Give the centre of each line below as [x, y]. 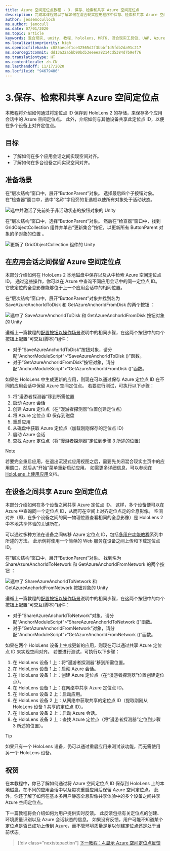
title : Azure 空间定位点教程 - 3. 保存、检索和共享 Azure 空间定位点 [72, 10]
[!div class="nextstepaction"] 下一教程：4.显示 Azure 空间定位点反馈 [89, 843]
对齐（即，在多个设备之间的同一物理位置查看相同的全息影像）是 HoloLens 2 [84, 518]
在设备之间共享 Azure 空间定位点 [56, 492]
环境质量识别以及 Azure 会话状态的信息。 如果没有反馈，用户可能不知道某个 [84, 819]
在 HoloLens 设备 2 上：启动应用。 [49, 694]
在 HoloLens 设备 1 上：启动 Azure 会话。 [55, 669]
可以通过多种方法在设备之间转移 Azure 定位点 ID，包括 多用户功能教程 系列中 [84, 534]
